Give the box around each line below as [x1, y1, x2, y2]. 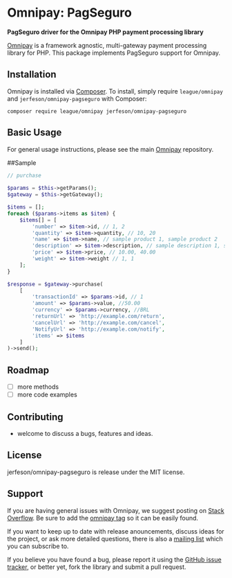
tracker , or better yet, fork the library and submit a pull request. [7, 563, 186, 571]
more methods [17, 383, 59, 391]
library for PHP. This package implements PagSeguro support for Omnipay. [7, 49, 221, 57]
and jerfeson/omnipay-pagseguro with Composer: [7, 94, 147, 103]
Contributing [7, 411, 64, 423]
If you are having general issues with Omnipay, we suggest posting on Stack [7, 506, 224, 514]
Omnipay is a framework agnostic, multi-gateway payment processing [7, 41, 207, 49]
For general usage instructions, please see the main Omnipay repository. [7, 145, 214, 153]
